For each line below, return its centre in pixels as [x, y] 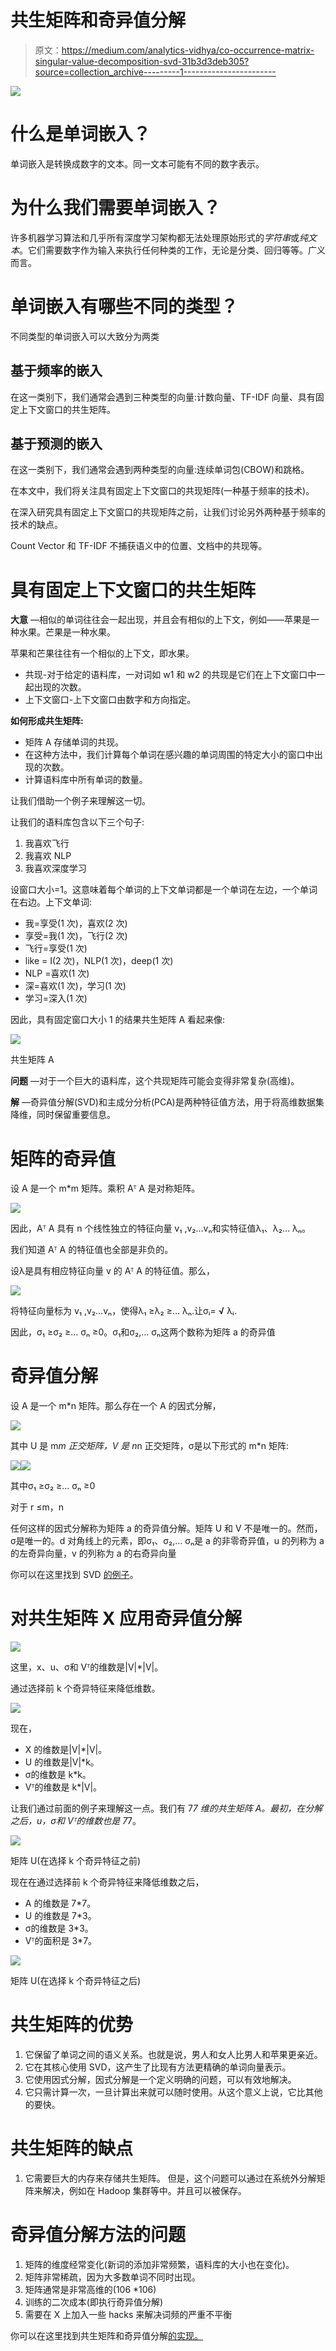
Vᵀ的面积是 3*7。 [61, 1941]
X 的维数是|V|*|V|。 [66, 1750]
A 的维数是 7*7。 [60, 1903]
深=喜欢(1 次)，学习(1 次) [75, 986]
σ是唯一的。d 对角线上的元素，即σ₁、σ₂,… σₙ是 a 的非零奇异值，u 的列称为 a [167, 1541]
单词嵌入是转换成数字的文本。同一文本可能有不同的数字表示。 [137, 163]
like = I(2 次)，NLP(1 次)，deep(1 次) [99, 961]
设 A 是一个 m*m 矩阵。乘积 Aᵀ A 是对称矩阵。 [105, 1188]
